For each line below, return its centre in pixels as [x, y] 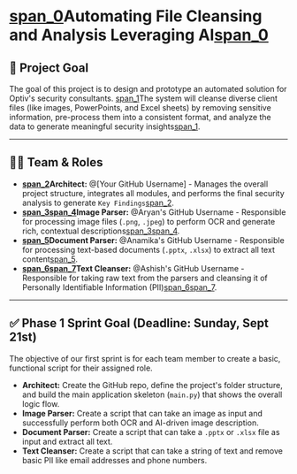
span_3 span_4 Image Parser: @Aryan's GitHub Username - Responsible [154, 212]
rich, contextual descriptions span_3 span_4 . [101, 231]
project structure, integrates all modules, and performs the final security [153, 193]
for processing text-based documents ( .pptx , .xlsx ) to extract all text [148, 249]
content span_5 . [49, 259]
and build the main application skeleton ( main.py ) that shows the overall [152, 394]
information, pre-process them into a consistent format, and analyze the [140, 117]
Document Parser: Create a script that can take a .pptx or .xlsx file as [151, 432]
